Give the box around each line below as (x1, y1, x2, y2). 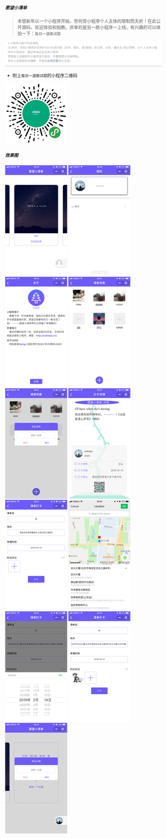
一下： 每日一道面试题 (21, 30, 61, 36)
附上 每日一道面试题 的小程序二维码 (12, 73, 78, 79)
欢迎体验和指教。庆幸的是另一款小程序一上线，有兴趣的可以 (34, 24, 157, 30)
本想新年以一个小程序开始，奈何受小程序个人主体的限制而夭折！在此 (17, 18, 157, 24)
